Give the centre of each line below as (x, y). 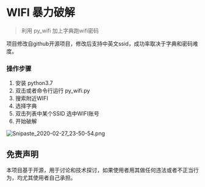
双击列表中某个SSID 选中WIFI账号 (57, 114)
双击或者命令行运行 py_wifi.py (52, 91)
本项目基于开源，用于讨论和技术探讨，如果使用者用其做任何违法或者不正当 (100, 170)
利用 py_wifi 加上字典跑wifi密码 (60, 31)
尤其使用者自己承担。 (49, 178)
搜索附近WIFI (32, 98)
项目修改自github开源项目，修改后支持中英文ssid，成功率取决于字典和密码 (100, 43)
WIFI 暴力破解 (41, 13)
